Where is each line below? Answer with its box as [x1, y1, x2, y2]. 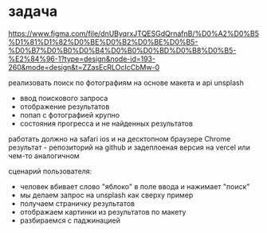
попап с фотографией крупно [19, 110, 120, 119]
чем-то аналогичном [8, 150, 80, 161]
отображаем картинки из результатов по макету [19, 207, 187, 216]
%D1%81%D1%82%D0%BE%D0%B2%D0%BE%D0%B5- [8, 37, 198, 46]
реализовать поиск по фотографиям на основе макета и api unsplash [8, 78, 245, 87]
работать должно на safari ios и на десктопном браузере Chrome [8, 134, 231, 143]
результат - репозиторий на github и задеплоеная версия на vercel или [8, 142, 251, 152]
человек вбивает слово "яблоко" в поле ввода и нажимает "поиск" [19, 181, 250, 191]
